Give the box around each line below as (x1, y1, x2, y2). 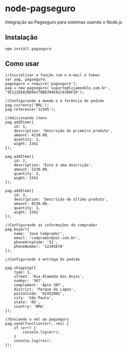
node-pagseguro (5, 3, 76, 14)
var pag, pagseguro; (5, 77, 48, 82)
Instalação (5, 33, 38, 42)
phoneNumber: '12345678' (14, 244, 65, 249)
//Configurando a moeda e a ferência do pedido (5, 98, 104, 103)
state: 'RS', (14, 300, 41, 305)
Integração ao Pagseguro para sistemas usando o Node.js (5, 19, 123, 25)
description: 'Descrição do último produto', (14, 197, 109, 202)
